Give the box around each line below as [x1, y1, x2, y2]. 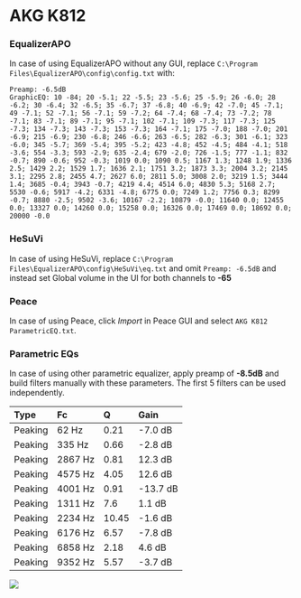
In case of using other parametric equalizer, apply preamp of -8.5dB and [9, 368, 279, 379]
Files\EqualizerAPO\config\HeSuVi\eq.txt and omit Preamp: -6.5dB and [9, 263, 277, 274]
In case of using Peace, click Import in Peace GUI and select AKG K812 [9, 315, 269, 326]
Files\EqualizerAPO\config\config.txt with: [9, 68, 176, 79]
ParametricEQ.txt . [9, 325, 77, 336]
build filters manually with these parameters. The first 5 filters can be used [9, 378, 287, 388]
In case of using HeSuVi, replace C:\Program [9, 253, 174, 264]
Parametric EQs [9, 348, 79, 360]
